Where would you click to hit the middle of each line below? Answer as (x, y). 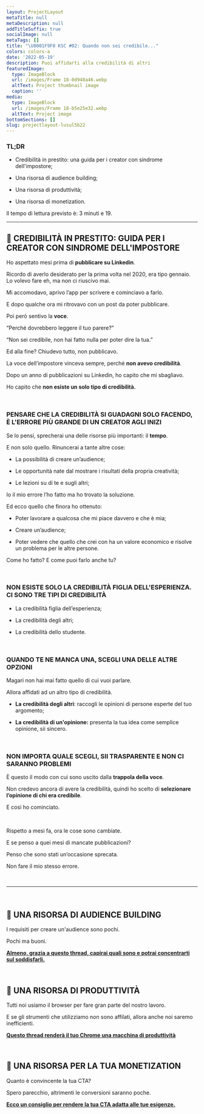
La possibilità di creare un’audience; (60, 459)
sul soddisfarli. (25, 959)
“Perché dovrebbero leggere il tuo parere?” (60, 328)
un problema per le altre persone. (57, 548)
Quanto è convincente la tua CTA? (49, 1081)
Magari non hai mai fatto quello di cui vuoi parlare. (69, 680)
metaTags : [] (23, 40)
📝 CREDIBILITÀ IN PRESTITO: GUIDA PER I (86, 238)
